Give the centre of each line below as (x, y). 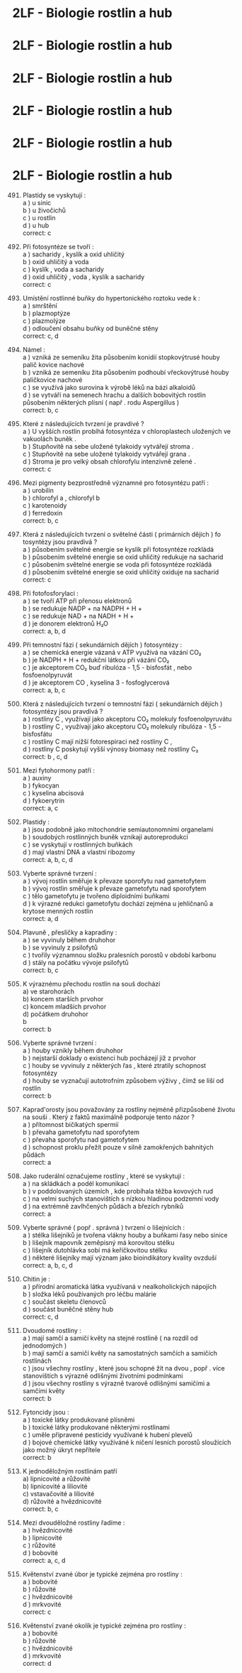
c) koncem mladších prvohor (64, 1006)
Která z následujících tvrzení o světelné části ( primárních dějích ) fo (122, 534)
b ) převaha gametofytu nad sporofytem (81, 1132)
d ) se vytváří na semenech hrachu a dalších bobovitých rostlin (114, 395)
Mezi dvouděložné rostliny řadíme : (74, 1522)
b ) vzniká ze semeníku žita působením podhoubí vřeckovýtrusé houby (126, 372)
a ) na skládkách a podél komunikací (76, 1183)
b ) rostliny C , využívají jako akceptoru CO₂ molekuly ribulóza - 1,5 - (122, 726)
